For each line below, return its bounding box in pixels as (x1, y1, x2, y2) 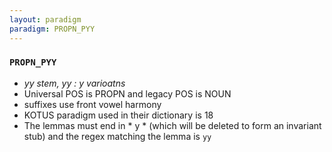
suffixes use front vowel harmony (23, 98, 162, 110)
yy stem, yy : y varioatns (23, 77, 126, 89)
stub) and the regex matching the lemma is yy (23, 130, 212, 142)
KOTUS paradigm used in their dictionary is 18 (23, 109, 214, 121)
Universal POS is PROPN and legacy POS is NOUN (23, 87, 232, 100)
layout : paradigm (9, 14, 82, 25)
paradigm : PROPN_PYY (9, 24, 96, 34)
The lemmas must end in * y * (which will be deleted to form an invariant (23, 119, 322, 131)
